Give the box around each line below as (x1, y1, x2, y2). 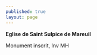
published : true (5, 8, 46, 15)
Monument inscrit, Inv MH (5, 42, 69, 49)
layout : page (5, 14, 38, 20)
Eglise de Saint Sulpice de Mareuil (5, 30, 92, 37)
